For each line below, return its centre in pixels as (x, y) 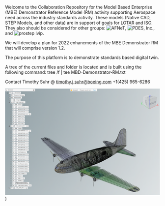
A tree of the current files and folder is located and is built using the (73, 67)
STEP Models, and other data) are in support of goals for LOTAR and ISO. (79, 23)
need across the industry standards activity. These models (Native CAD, (78, 17)
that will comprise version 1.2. (35, 48)
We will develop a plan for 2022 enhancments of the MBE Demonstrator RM (82, 43)
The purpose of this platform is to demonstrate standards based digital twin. (82, 58)
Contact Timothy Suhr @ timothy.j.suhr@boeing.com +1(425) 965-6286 (78, 82)
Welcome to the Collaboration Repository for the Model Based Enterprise (79, 7)
